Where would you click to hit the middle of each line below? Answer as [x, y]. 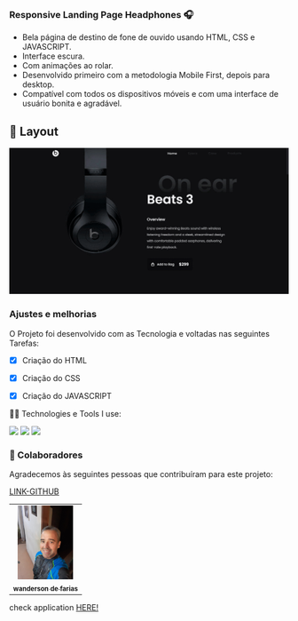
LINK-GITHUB [34, 491]
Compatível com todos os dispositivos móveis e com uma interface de [150, 94]
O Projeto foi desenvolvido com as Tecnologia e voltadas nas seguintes [140, 333]
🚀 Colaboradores [46, 455]
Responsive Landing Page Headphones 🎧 [102, 14]
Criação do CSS [51, 378]
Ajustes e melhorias [53, 314]
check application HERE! [54, 608]
